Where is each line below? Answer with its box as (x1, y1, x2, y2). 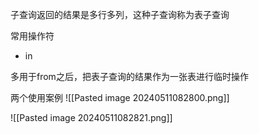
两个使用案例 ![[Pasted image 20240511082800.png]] (10, 92, 230, 103)
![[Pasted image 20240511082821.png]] (10, 112, 173, 123)
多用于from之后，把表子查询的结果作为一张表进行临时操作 (10, 71, 249, 82)
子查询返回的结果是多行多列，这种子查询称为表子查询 (10, 9, 230, 20)
